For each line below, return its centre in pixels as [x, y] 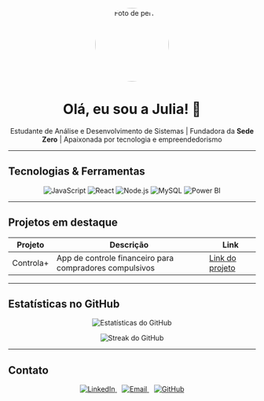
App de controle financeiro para [115, 258]
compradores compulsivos [106, 267]
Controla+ [31, 263]
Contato [28, 370]
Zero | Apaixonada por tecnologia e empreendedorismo [132, 139]
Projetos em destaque [63, 223]
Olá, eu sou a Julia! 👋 [132, 109]
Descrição [129, 245]
